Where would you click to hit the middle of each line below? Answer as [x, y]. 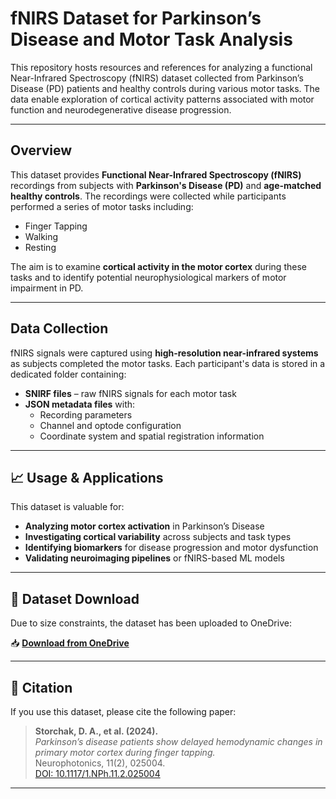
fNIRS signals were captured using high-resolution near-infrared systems [164, 353]
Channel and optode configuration [110, 425]
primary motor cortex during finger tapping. [125, 752]
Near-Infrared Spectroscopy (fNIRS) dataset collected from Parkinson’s [157, 78]
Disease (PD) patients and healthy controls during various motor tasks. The [165, 88]
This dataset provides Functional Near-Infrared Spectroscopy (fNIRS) [156, 174]
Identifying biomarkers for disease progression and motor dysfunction [171, 548]
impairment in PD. [47, 288]
